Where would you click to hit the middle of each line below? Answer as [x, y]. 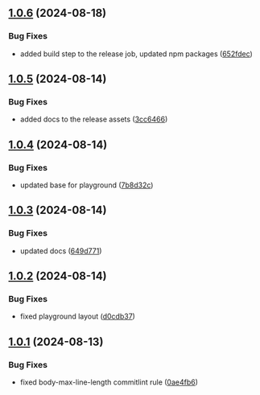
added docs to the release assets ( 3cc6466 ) [94, 119]
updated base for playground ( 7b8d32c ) [87, 185]
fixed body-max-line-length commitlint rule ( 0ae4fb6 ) [109, 382]
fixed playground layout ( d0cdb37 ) [77, 316]
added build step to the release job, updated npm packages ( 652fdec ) [136, 53]
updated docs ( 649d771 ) [61, 251]
